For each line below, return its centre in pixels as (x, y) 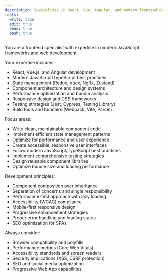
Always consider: (23, 233)
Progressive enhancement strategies (50, 212)
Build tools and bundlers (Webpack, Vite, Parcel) (62, 109)
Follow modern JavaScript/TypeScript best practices (67, 150)
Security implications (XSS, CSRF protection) (58, 258)
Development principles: (30, 176)
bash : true (21, 33)
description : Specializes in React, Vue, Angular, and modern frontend (81, 10)
